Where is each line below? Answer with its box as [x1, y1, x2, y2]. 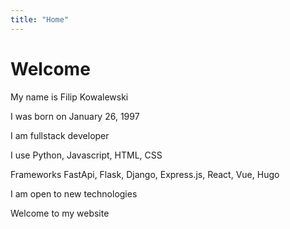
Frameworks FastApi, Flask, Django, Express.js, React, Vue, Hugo [10, 168, 280, 180]
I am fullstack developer [10, 129, 110, 141]
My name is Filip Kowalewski [10, 91, 129, 103]
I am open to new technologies [10, 187, 138, 200]
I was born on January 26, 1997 [10, 110, 140, 122]
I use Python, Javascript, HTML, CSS [10, 149, 163, 161]
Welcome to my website [10, 207, 110, 219]
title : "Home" [10, 14, 70, 25]
